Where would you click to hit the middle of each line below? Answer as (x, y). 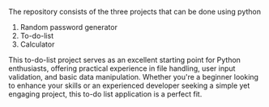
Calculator (37, 44)
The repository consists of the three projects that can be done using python (135, 12)
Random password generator (68, 27)
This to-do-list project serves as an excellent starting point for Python (125, 60)
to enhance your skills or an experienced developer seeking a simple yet (129, 85)
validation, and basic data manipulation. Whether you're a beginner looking (134, 77)
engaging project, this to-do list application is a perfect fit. (105, 94)
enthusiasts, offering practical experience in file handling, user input (122, 68)
